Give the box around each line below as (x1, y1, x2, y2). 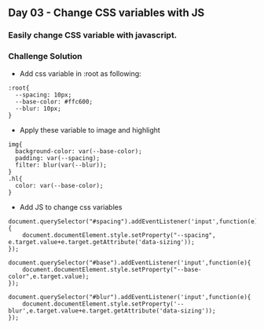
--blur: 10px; (15, 104, 61, 112)
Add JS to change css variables (19, 202, 123, 211)
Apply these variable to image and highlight (19, 125, 161, 134)
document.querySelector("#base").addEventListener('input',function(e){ (8, 258, 251, 266)
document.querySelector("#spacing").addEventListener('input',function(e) (8, 218, 258, 225)
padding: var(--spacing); (15, 154, 101, 162)
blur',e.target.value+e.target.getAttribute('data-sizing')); (8, 306, 216, 315)
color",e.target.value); (8, 272, 90, 280)
